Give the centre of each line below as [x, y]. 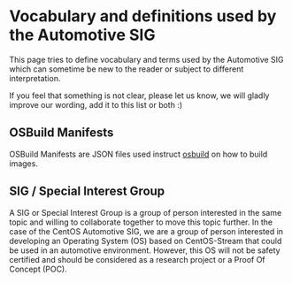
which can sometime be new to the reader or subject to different [127, 69]
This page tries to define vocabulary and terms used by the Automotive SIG [147, 59]
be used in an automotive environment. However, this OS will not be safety [145, 250]
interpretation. [35, 78]
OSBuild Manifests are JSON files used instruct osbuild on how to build [138, 154]
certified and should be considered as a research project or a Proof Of [137, 259]
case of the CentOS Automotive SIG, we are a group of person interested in [146, 231]
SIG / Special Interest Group [87, 191]
